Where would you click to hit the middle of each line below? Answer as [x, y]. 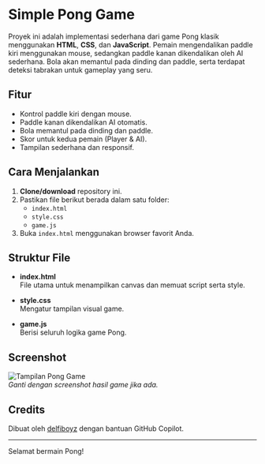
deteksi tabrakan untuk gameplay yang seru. [80, 69]
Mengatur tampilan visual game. [72, 309]
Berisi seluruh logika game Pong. [73, 332]
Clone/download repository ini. [71, 191]
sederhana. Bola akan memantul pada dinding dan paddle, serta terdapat [127, 62]
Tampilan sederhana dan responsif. [77, 147]
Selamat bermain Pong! [46, 451]
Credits [27, 409]
